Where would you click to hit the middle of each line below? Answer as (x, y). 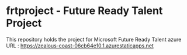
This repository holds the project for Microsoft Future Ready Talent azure (94, 39)
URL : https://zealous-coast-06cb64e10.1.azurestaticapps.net (80, 46)
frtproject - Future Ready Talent (84, 11)
